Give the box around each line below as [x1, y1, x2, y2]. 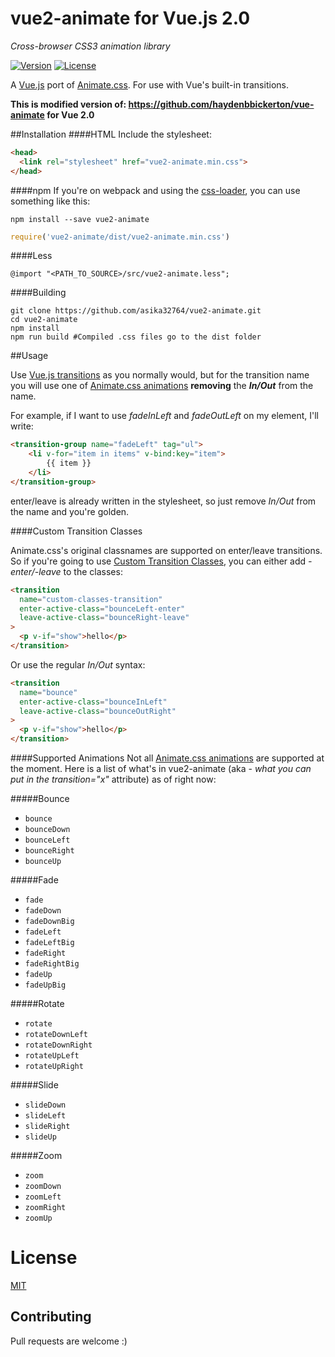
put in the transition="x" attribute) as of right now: [10, 773, 217, 786]
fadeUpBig [24, 980, 67, 991]
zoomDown [24, 1182, 62, 1192]
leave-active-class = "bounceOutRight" [19, 706, 177, 716]
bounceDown [24, 825, 71, 835]
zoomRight [24, 1203, 67, 1213]
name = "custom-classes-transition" [19, 594, 163, 604]
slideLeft [24, 1111, 67, 1121]
